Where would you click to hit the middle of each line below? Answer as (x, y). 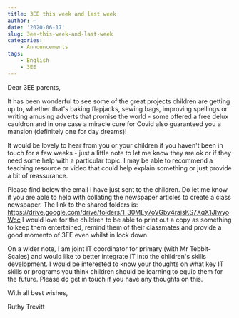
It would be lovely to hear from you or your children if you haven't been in (115, 145)
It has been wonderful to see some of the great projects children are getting (119, 101)
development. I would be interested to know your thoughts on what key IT (116, 264)
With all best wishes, (38, 292)
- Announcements (45, 47)
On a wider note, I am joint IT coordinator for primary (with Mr (98, 248)
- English (35, 61)
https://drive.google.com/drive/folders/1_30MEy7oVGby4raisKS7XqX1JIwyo (118, 212)
